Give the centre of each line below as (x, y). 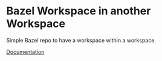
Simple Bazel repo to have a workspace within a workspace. (81, 40)
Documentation (25, 51)
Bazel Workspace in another (79, 11)
